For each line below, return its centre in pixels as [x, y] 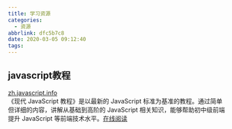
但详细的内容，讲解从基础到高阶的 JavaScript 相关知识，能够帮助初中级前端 [117, 110]
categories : [25, 20]
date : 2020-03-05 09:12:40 [47, 40]
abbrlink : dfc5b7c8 [36, 33]
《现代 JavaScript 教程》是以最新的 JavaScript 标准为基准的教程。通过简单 [115, 101]
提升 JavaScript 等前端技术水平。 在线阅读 [68, 118]
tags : [16, 46]
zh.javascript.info [33, 93]
